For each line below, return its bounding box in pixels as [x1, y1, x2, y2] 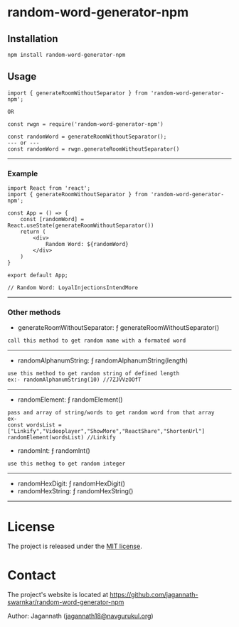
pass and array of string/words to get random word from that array [7, 409, 215, 417]
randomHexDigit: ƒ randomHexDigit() [17, 479, 126, 488]
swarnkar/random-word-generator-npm [7, 598, 124, 606]
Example [7, 168, 38, 178]
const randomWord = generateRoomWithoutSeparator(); [7, 133, 167, 140]
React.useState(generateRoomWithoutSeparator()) [7, 222, 154, 230]
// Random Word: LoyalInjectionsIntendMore [7, 284, 139, 291]
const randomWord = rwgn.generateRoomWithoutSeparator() [7, 145, 180, 153]
